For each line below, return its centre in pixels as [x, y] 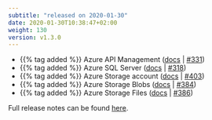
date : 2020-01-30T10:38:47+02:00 [63, 23]
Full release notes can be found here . [68, 108]
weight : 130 [27, 30]
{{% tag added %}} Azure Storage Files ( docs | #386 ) [106, 93]
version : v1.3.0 [35, 37]
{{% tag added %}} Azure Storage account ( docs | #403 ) [112, 76]
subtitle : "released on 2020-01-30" [68, 15]
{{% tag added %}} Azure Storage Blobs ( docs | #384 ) [108, 85]
